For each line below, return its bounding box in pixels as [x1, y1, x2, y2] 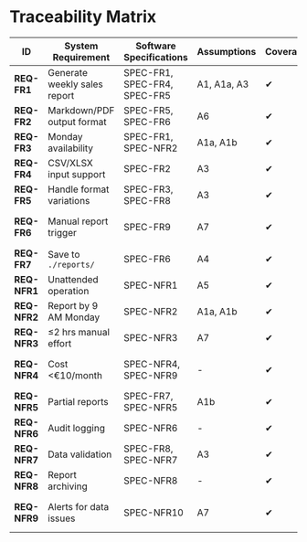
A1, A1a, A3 [196, 78, 249, 90]
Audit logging [48, 421, 105, 434]
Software [135, 39, 176, 52]
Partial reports [48, 395, 110, 408]
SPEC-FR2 [122, 162, 172, 175]
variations [48, 194, 90, 207]
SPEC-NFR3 [122, 331, 178, 344]
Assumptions [196, 45, 257, 58]
